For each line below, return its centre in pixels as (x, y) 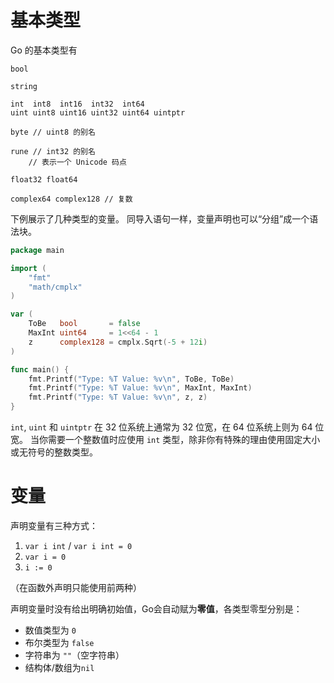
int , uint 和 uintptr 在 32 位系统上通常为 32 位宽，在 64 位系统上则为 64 (161, 427)
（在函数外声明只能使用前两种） (76, 587)
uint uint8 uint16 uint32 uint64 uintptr (98, 112)
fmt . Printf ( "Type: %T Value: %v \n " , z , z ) (118, 397)
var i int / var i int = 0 (78, 545)
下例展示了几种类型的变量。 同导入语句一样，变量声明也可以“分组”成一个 (160, 218)
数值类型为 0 (50, 630)
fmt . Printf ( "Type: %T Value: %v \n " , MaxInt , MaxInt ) (140, 388)
